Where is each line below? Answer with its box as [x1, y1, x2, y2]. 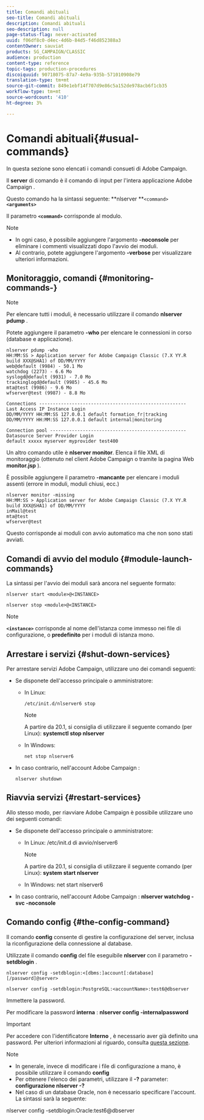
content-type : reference [6, 60, 69, 66]
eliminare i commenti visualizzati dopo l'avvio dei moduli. [15, 242, 158, 249]
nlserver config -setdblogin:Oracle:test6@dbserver [6, 1107, 135, 1114]
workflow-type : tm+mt [6, 89, 62, 95]
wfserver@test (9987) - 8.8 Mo [6, 390, 86, 396]
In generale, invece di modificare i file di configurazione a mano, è [15, 1062, 181, 1070]
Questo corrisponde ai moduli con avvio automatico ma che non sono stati [6, 529, 193, 537]
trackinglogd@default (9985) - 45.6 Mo [6, 380, 108, 386]
